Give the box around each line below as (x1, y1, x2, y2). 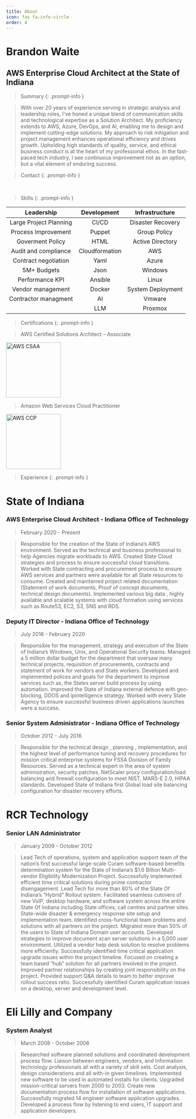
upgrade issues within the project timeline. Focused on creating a (20, 953, 178, 960)
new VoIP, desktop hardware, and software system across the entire (20, 897, 185, 905)
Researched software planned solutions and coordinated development (20, 1051, 190, 1058)
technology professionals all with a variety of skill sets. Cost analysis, (20, 1064, 188, 1071)
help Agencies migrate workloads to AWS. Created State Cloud (20, 553, 173, 560)
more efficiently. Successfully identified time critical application (20, 947, 174, 955)
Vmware (143, 295, 167, 303)
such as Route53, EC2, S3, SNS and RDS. (20, 603, 121, 610)
